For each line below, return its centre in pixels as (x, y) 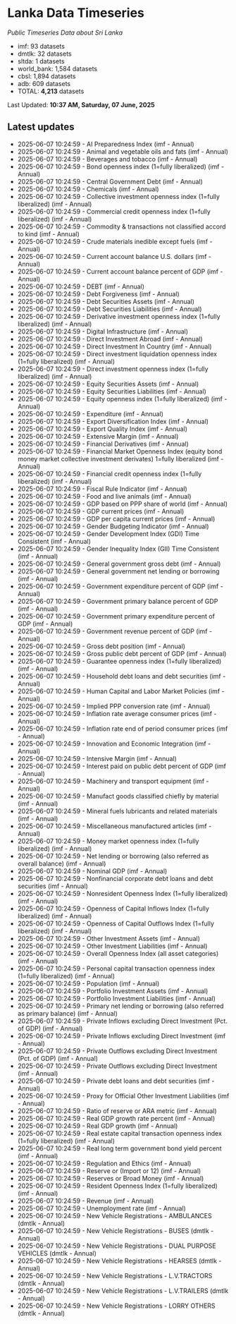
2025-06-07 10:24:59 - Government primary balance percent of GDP (118, 601)
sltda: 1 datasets (41, 61)
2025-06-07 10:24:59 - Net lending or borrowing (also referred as (113, 856)
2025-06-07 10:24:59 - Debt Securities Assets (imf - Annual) (106, 301)
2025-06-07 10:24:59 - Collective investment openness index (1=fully (119, 196)
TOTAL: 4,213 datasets (51, 91)
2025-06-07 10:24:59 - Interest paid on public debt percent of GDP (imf (122, 766)
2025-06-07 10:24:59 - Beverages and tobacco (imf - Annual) (107, 159)
